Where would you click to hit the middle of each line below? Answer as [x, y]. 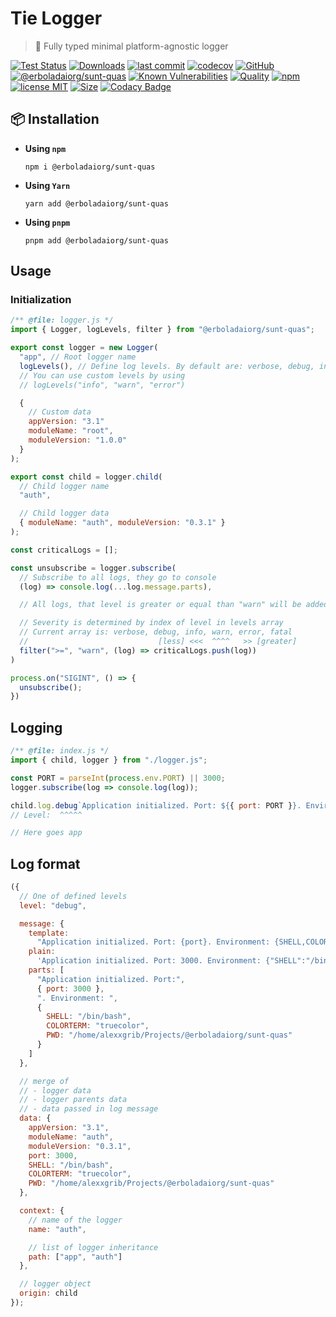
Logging [36, 727]
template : [49, 933]
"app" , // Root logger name [78, 357]
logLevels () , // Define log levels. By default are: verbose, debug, [167, 366]
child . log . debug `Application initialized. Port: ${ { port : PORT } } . [156, 805]
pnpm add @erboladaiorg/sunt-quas [96, 240]
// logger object [55, 1284]
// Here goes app [46, 833]
